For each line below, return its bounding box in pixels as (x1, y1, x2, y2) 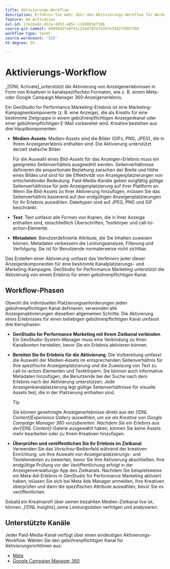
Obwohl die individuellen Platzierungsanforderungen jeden (5, 299, 127, 306)
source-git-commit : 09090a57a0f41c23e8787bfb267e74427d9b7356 (5, 26, 139, 31)
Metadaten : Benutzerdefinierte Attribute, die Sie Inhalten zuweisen (12, 235, 153, 241)
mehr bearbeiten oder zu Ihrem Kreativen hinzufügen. (12, 430, 125, 436)
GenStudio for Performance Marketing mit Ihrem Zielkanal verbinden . (12, 331, 162, 337)
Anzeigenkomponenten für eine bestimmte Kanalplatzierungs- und (5, 260, 144, 267)
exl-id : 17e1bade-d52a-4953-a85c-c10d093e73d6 (5, 21, 105, 27)
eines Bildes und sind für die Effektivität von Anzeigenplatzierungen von (12, 172, 163, 178)
